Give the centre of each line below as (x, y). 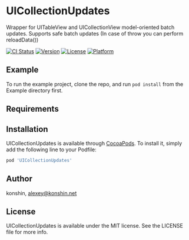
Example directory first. (34, 90)
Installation (27, 129)
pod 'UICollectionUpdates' (39, 160)
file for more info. (27, 232)
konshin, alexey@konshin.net (42, 193)
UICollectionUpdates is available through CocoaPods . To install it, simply (94, 143)
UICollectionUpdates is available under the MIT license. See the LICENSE (95, 226)
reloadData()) (22, 40)
